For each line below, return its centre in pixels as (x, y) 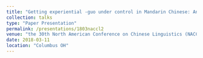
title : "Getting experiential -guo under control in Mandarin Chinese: (98, 12)
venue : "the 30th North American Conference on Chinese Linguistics (94, 34)
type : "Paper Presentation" (42, 23)
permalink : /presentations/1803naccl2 (55, 29)
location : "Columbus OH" (37, 46)
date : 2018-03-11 (28, 40)
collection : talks (29, 18)
